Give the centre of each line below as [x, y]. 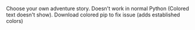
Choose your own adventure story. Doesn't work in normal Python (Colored [98, 9]
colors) [15, 21]
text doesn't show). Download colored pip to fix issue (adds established [93, 15]
